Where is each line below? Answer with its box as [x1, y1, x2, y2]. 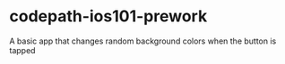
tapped [9, 44, 36, 55]
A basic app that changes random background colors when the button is [9, 36, 277, 46]
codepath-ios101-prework [9, 6, 208, 27]
